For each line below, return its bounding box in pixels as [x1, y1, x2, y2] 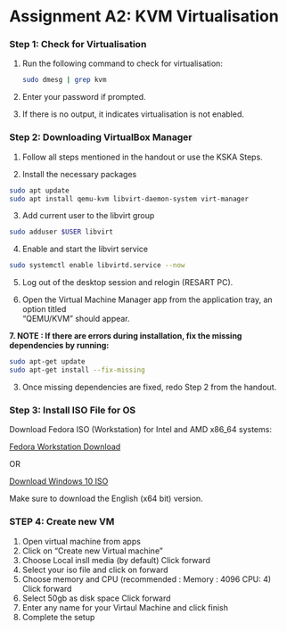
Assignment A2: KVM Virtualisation [9, 6, 279, 27]
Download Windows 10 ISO [9, 476, 109, 487]
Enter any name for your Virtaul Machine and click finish [21, 602, 229, 612]
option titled [21, 304, 67, 315]
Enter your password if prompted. [21, 92, 146, 102]
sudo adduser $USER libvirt [9, 227, 114, 237]
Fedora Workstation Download [9, 441, 121, 452]
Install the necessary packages [21, 168, 137, 179]
